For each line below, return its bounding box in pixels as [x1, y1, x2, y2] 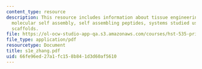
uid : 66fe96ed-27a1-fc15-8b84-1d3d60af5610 [6, 53, 117, 59]
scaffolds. [11, 25, 39, 32]
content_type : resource [6, 8, 66, 15]
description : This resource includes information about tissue [6, 14, 168, 20]
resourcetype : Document [6, 43, 66, 49]
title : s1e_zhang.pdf [6, 48, 61, 54]
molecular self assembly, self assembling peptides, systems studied [11, 20, 189, 26]
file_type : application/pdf [6, 37, 77, 43]
